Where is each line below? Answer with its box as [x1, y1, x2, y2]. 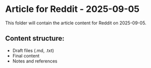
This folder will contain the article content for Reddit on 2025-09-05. [5, 20, 146, 26]
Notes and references [12, 58, 57, 64]
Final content [12, 53, 40, 59]
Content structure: [5, 34, 64, 43]
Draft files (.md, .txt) [12, 47, 54, 53]
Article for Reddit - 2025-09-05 [5, 3, 140, 15]
